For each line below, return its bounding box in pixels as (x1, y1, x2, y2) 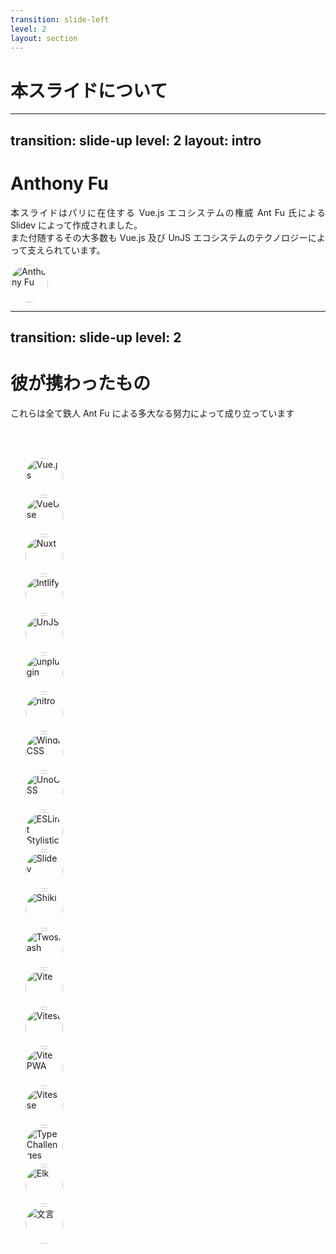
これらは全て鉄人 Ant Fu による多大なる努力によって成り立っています (10, 407, 295, 419)
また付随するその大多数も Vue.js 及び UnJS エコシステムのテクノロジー (10, 231, 308, 243)
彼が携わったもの (10, 372, 152, 395)
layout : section (10, 33, 78, 43)
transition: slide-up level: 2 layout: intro (10, 132, 262, 149)
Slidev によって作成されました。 (10, 219, 143, 231)
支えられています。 (27, 244, 106, 256)
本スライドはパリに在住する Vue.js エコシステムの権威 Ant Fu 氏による (10, 206, 326, 218)
